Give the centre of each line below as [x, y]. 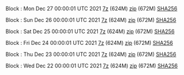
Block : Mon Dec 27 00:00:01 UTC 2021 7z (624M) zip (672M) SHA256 [91, 9]
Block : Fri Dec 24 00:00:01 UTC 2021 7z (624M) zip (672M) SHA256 [89, 43]
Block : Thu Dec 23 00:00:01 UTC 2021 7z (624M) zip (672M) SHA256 [91, 54]
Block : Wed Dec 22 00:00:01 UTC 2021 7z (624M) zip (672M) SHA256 [92, 66]
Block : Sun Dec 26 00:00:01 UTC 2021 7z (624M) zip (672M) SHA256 [91, 20]
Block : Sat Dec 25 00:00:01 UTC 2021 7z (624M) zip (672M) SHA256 [90, 31]
